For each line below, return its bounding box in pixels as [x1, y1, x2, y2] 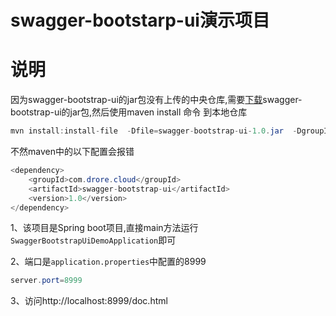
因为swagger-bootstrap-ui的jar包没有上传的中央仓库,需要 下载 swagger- [10, 94, 303, 106]
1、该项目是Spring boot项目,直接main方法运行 [10, 222, 199, 234]
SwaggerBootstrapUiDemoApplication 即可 [10, 234, 177, 246]
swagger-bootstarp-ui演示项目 [10, 9, 270, 32]
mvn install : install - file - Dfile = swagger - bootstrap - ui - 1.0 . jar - [10, 126, 298, 136]
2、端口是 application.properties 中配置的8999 [10, 256, 207, 268]
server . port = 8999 [10, 276, 83, 286]
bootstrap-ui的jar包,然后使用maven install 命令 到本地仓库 [10, 106, 248, 118]
